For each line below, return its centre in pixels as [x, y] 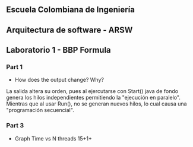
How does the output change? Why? [59, 80]
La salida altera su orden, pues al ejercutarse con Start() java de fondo [92, 91]
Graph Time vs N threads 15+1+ [53, 138]
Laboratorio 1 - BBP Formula [58, 50]
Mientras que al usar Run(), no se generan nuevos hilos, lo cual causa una [96, 104]
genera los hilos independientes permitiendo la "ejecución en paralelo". [94, 98]
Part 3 [15, 126]
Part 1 [14, 67]
